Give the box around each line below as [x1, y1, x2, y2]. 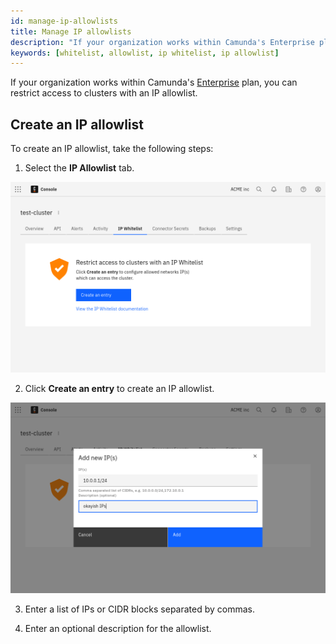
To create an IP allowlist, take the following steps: [10, 143, 214, 155]
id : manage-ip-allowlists [10, 16, 118, 26]
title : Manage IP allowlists [10, 26, 132, 37]
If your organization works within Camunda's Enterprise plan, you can [10, 76, 298, 89]
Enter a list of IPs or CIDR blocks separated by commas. [24, 603, 256, 615]
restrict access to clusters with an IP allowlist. [10, 87, 198, 99]
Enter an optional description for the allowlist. [24, 623, 212, 635]
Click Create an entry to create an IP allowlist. [24, 383, 215, 395]
